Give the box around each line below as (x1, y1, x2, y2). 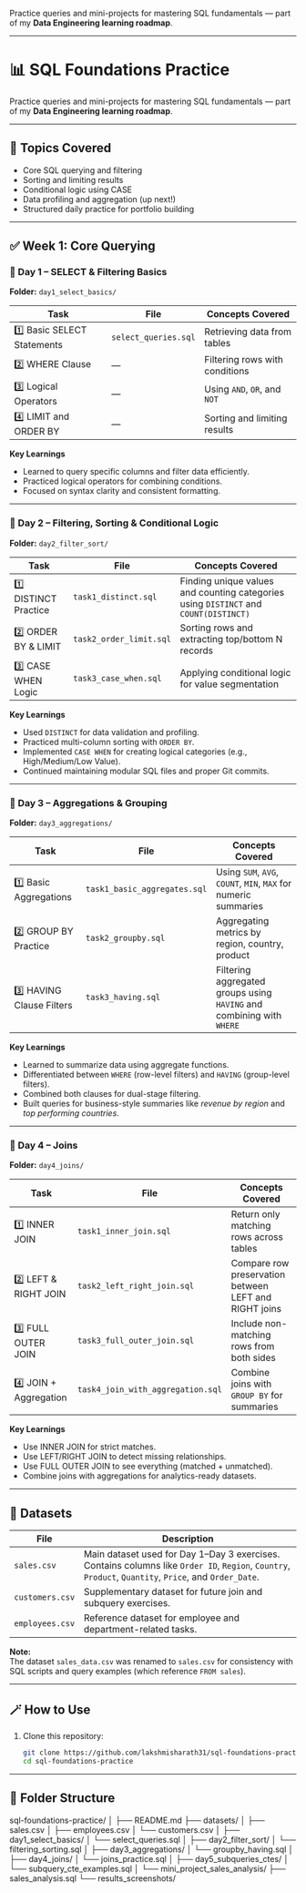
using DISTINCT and (179, 597, 262, 609)
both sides (230, 1352, 276, 1365)
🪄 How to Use (9, 1702, 91, 1717)
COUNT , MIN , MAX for (215, 877, 292, 890)
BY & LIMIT (14, 640, 62, 653)
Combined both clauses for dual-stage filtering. (22, 1089, 201, 1100)
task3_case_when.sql (72, 673, 162, 684)
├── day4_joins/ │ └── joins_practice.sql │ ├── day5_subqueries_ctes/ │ (9, 1853, 290, 1864)
